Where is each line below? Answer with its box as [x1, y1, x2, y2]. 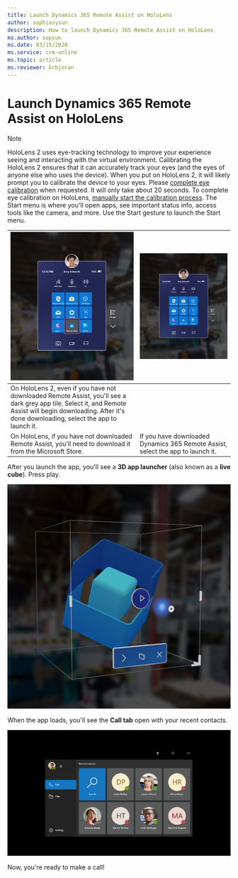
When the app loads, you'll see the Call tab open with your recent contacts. [7, 715, 228, 724]
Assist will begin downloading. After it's [10, 407, 125, 415]
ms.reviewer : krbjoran [7, 64, 74, 71]
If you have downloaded [139, 432, 210, 440]
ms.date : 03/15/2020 [7, 41, 69, 49]
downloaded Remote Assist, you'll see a [10, 392, 126, 400]
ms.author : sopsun [7, 34, 62, 41]
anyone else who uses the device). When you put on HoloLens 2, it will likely [7, 171, 230, 179]
